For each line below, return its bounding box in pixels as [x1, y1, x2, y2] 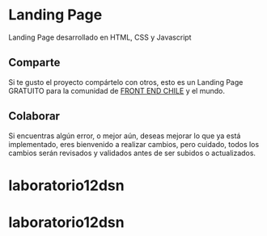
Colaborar [8, 109, 61, 123]
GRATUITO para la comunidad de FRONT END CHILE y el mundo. [8, 86, 225, 95]
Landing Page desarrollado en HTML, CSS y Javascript [8, 32, 192, 42]
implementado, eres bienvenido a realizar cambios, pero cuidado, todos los [8, 139, 260, 149]
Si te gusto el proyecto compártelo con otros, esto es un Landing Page [8, 77, 244, 86]
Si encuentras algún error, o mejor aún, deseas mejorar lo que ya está [8, 131, 241, 141]
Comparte [8, 56, 61, 70]
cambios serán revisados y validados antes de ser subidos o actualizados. [8, 148, 256, 158]
